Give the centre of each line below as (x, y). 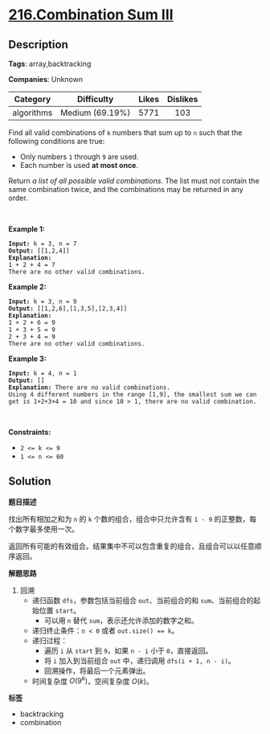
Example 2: (27, 287)
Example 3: (27, 359)
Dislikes (183, 99)
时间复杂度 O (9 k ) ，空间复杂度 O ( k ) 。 (93, 680)
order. (18, 198)
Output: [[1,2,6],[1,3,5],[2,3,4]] (68, 309)
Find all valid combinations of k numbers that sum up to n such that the (125, 133)
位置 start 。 (60, 610)
